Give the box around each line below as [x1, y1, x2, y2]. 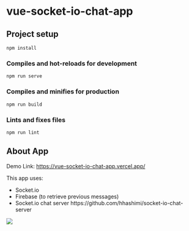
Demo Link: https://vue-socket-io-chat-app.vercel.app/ [6, 162, 146, 170]
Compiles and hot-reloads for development [6, 59, 138, 68]
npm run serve [6, 73, 43, 79]
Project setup [6, 29, 59, 39]
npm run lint [6, 129, 40, 136]
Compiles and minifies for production [6, 87, 119, 96]
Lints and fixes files [6, 116, 66, 124]
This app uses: [6, 174, 44, 182]
